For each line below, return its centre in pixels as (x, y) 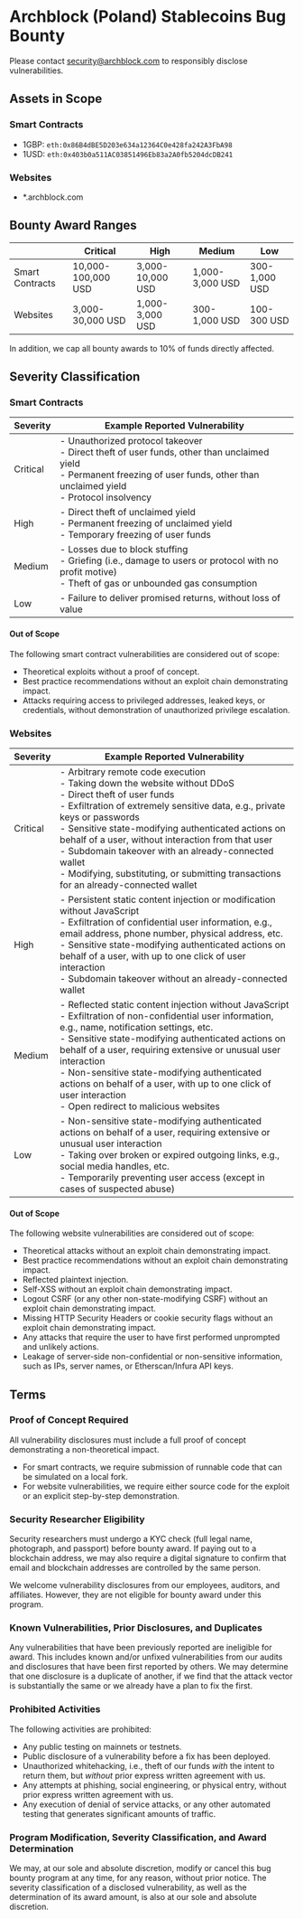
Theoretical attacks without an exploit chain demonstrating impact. (146, 1251)
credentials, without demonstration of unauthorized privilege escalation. (156, 710)
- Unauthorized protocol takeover (131, 441)
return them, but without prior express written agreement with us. (144, 1775)
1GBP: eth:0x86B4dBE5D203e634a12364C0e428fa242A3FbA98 (127, 144)
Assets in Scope (56, 99)
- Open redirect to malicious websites (140, 1106)
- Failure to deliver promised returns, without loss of (170, 598)
